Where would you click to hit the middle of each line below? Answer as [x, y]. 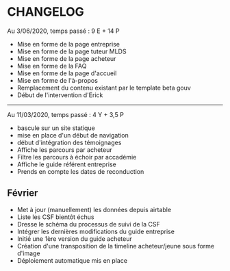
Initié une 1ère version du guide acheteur [74, 238]
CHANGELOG [46, 12]
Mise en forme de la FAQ [52, 66]
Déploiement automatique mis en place [72, 260]
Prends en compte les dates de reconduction [80, 171]
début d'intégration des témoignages [69, 142]
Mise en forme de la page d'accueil [67, 73]
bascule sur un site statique [56, 128]
